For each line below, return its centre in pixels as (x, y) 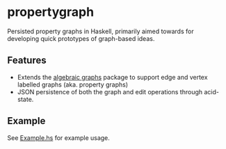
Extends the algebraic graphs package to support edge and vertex (112, 77)
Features (27, 61)
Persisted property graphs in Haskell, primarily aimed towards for (100, 31)
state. (25, 99)
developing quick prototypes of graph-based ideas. (81, 38)
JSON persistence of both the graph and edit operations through (110, 91)
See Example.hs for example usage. (58, 138)
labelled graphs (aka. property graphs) (73, 85)
